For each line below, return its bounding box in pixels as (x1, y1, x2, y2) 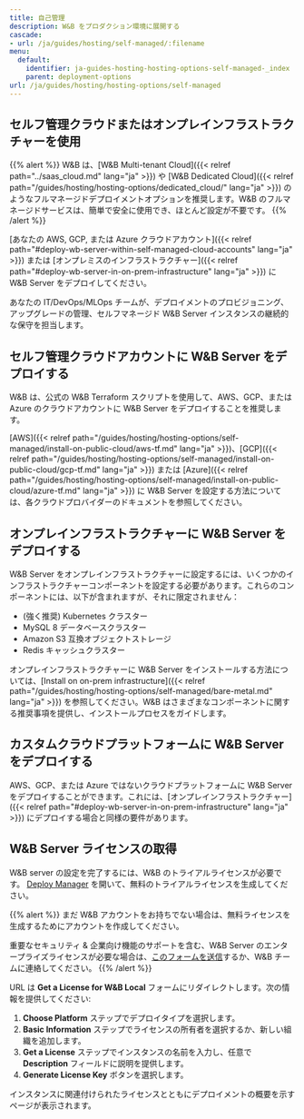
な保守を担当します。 (9, 320, 89, 331)
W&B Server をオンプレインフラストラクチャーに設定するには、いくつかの (9, 569, 287, 579)
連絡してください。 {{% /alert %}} (25, 962, 152, 973)
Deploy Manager (26, 878, 89, 889)
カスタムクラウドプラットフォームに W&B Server (9, 737, 284, 752)
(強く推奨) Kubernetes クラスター (22, 610, 148, 622)
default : (17, 55, 51, 64)
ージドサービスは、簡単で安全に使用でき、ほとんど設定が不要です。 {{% (16, 205, 288, 216)
